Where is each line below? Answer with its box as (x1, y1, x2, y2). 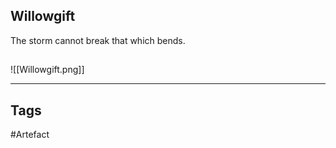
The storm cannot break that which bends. (10, 34, 186, 46)
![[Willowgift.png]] (10, 64, 85, 76)
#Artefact (10, 129, 50, 141)
